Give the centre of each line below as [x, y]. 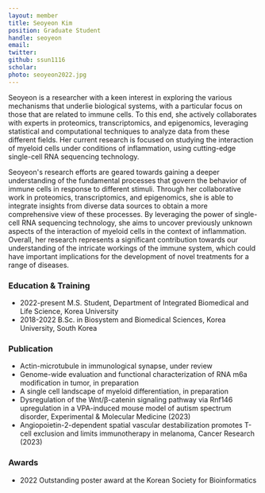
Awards [23, 463]
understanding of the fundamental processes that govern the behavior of [128, 181]
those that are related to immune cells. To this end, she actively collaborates [132, 114]
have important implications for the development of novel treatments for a [129, 256]
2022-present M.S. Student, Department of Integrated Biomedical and [134, 302]
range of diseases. [39, 265]
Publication [31, 348]
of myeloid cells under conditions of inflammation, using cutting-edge [122, 148]
